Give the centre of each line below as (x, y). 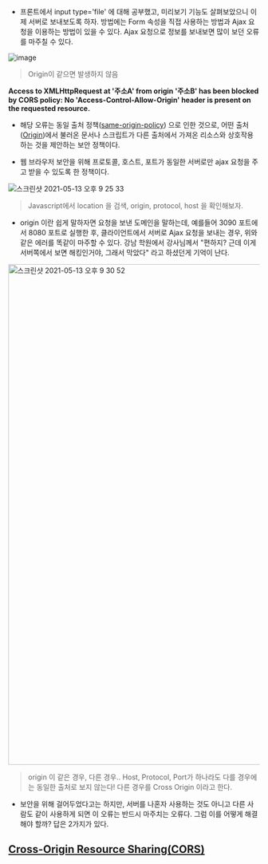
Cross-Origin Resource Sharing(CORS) (106, 849)
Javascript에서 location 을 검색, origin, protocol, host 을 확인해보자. (135, 205)
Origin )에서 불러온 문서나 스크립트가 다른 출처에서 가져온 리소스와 (124, 135)
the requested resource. (49, 108)
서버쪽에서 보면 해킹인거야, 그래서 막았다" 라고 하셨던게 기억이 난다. (124, 252)
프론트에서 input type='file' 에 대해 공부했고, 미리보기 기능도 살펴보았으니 (134, 12)
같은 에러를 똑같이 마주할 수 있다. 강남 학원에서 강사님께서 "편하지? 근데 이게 (138, 243)
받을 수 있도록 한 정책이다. (69, 172)
